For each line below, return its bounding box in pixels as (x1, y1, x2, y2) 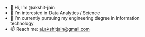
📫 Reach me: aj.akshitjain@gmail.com (10, 26, 90, 32)
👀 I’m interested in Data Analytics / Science (10, 10, 100, 16)
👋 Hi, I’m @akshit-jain (10, 5, 55, 10)
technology (10, 20, 34, 26)
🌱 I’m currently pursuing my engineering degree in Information (10, 15, 140, 21)
